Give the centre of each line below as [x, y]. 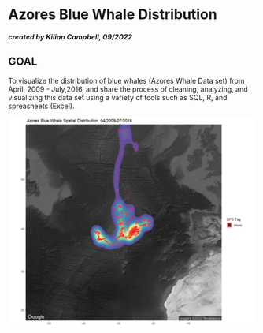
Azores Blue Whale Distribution [113, 15]
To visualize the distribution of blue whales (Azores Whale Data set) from [127, 80]
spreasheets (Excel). [41, 106]
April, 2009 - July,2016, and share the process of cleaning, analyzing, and [128, 89]
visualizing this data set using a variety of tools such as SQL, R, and [118, 97]
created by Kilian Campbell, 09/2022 [70, 36]
